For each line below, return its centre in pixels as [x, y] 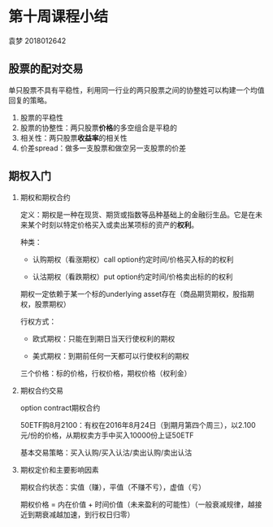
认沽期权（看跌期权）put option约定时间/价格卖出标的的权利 [132, 277]
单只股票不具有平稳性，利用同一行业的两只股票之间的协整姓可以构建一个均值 [136, 89]
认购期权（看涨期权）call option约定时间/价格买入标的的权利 [133, 259]
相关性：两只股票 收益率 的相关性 [74, 137]
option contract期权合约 [60, 407]
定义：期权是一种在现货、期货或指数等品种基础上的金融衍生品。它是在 [138, 214]
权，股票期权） [45, 304]
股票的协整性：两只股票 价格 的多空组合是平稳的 [98, 128]
